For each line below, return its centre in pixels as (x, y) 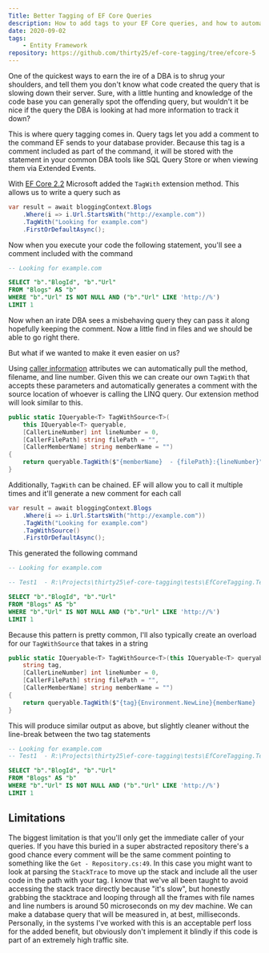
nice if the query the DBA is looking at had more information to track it (124, 110)
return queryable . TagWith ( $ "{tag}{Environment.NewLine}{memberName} (139, 703)
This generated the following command (73, 553)
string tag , (42, 666)
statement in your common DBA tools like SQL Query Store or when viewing (133, 160)
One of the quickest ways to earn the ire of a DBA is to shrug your (117, 76)
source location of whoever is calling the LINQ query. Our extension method (133, 393)
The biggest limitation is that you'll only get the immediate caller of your (126, 837)
